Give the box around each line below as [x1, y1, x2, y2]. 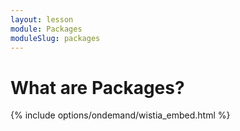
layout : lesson [10, 14, 74, 25]
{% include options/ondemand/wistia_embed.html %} [10, 109, 231, 121]
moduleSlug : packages [10, 33, 101, 43]
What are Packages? [10, 76, 185, 99]
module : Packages [10, 24, 83, 34]
